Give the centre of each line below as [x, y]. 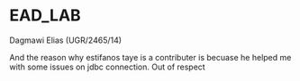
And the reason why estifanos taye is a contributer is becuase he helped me [150, 57]
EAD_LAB [45, 16]
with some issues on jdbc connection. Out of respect [107, 67]
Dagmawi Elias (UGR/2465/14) [66, 40]
